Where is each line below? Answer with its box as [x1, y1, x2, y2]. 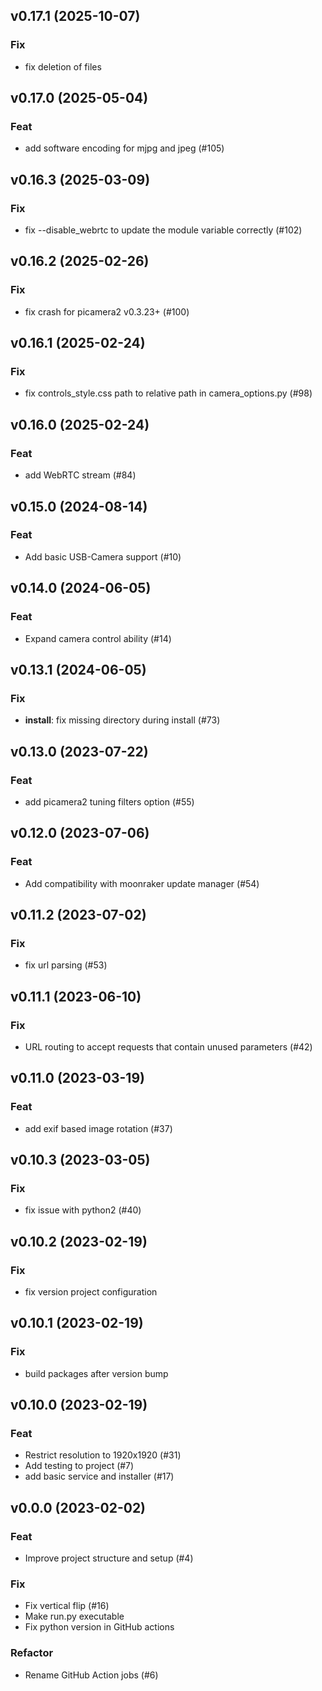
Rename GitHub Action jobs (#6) [24, 1669, 159, 1681]
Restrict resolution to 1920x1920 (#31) [24, 1449, 182, 1461]
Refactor [10, 1646, 54, 1660]
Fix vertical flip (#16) [24, 1600, 110, 1612]
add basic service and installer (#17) [24, 1470, 175, 1483]
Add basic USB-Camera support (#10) [24, 550, 182, 563]
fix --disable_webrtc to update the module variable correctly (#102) [24, 224, 303, 236]
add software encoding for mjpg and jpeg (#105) [24, 142, 225, 154]
